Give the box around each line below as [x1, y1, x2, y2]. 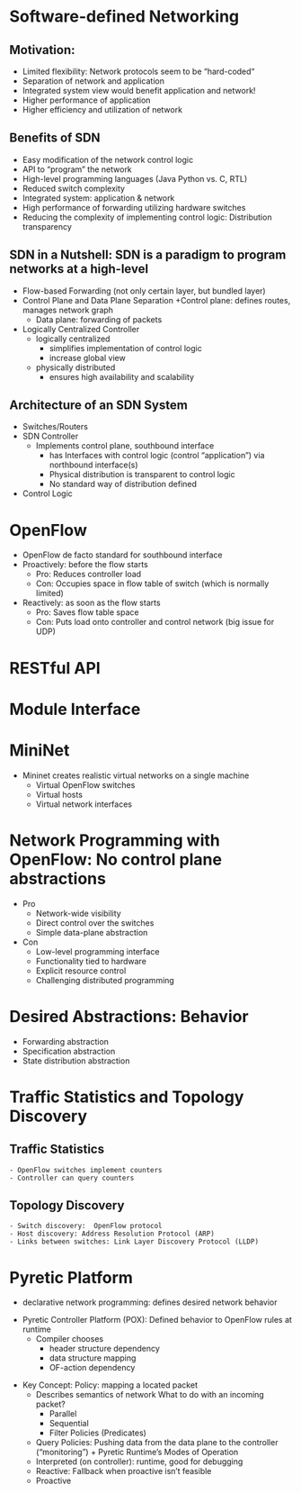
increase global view [49, 352, 126, 363]
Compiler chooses [35, 1334, 104, 1344]
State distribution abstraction [22, 1055, 130, 1066]
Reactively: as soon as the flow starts [22, 597, 161, 609]
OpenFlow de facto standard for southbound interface [22, 549, 223, 560]
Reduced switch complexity [22, 183, 126, 194]
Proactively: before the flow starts [22, 559, 148, 570]
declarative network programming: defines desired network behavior [22, 1297, 278, 1308]
